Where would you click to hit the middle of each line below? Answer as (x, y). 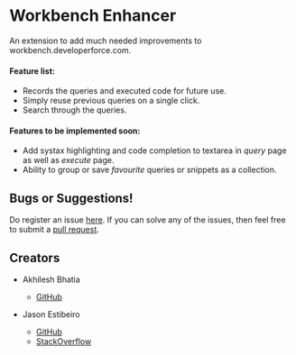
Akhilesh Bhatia (51, 279)
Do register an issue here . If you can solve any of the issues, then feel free (148, 220)
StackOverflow (64, 341)
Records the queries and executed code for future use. (125, 91)
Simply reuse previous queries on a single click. (111, 101)
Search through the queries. (74, 110)
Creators (35, 258)
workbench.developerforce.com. (70, 50)
